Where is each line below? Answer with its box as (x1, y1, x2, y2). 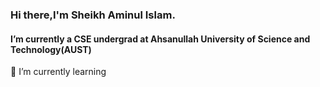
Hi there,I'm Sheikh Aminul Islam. (10, 8, 176, 22)
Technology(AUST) (10, 43, 92, 55)
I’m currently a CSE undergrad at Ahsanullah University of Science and (10, 33, 311, 45)
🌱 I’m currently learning (10, 66, 107, 78)
